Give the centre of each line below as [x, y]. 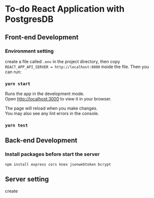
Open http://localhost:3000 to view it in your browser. [58, 99]
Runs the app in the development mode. [45, 94]
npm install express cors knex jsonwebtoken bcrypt [58, 164]
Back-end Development [41, 140]
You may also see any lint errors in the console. [52, 114]
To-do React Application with [65, 9]
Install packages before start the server [52, 154]
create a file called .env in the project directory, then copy [63, 61]
